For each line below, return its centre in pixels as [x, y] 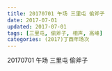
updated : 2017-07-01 [37, 26]
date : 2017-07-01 [32, 20]
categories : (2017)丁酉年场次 [48, 40]
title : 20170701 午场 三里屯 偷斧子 [56, 14]
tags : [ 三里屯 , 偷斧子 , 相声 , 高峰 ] [55, 33]
